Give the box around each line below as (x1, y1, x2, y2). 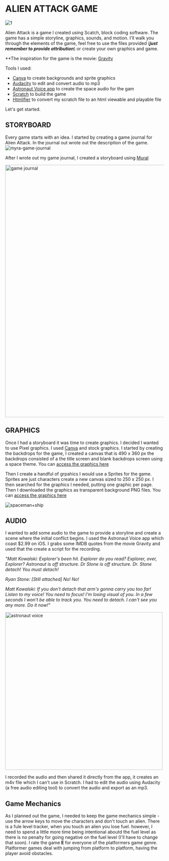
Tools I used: (5, 65, 32, 71)
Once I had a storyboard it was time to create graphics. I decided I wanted (5, 440, 159, 446)
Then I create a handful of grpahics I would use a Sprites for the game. (5, 470, 152, 477)
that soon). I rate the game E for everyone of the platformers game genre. (5, 840, 157, 846)
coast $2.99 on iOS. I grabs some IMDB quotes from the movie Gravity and (5, 541, 160, 547)
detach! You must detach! (5, 566, 59, 573)
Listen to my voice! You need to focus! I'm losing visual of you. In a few (5, 591, 152, 598)
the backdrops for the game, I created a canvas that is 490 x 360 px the (5, 450, 154, 456)
